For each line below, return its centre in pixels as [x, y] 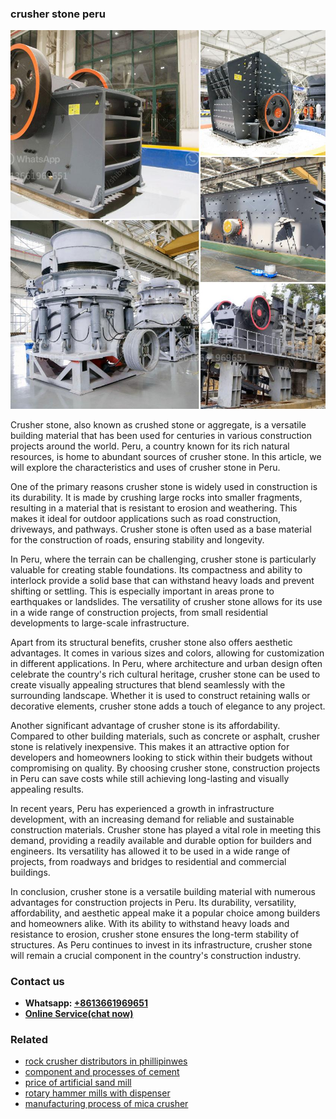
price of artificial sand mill [78, 1083]
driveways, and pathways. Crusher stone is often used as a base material [161, 529]
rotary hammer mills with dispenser [97, 1093]
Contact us [37, 981]
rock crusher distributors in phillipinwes [106, 1061]
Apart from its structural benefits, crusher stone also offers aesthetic [151, 642]
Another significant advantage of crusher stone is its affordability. [145, 725]
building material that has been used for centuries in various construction [161, 435]
